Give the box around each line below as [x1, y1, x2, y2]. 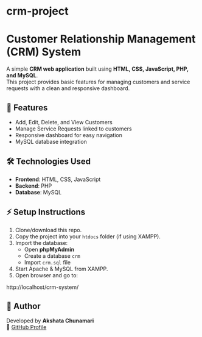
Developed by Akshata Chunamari [6, 317, 94, 324]
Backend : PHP [15, 182, 52, 190]
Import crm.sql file [24, 258, 71, 266]
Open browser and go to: [15, 271, 78, 278]
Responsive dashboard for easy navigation [15, 131, 123, 138]
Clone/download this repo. [15, 226, 82, 233]
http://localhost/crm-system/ [6, 283, 79, 291]
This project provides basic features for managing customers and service [6, 78, 190, 86]
